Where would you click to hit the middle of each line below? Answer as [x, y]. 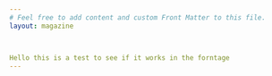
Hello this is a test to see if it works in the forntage [119, 58]
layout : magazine [42, 26]
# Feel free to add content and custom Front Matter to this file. [138, 17]
